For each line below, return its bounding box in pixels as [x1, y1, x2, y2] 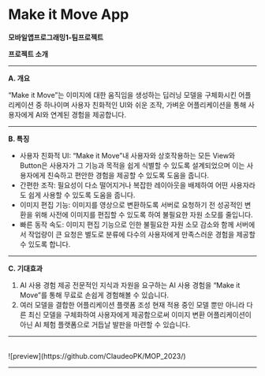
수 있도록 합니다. [19, 239, 71, 249]
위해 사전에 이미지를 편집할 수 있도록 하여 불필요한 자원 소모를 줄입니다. [34, 210, 254, 219]
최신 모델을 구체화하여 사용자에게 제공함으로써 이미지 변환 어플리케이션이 [28, 310, 252, 319]
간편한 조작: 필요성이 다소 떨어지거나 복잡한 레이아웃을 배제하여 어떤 [19, 180, 229, 190]
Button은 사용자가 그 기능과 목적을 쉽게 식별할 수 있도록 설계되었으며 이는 [19, 160, 245, 170]
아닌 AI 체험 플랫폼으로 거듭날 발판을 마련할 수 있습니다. [19, 319, 191, 329]
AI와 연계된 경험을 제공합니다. [35, 110, 127, 119]
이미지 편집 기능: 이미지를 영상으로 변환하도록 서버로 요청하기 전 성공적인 [19, 199, 243, 210]
